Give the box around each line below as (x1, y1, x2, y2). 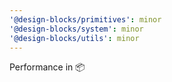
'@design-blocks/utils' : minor (9, 33, 140, 43)
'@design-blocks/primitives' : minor (9, 14, 162, 25)
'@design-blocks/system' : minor (9, 24, 144, 34)
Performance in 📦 (9, 61, 86, 73)
